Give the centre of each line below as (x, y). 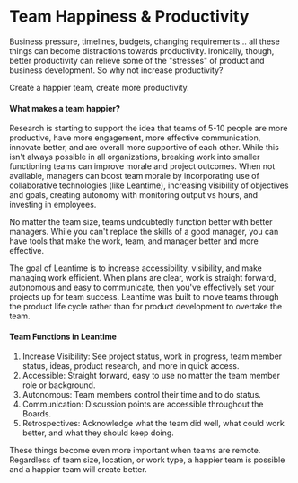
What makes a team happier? (65, 108)
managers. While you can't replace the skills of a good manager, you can (144, 232)
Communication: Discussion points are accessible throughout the (143, 404)
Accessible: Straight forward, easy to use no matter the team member (151, 376)
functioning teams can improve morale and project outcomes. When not (142, 166)
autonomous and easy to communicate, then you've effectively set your (142, 287)
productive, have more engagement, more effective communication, (135, 138)
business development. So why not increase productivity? (116, 70)
